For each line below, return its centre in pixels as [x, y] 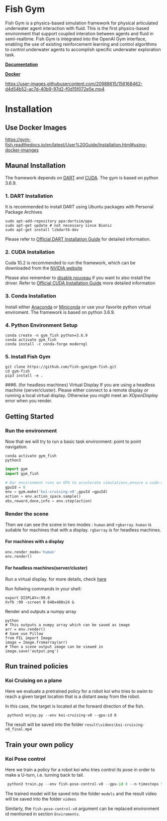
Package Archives [24, 212]
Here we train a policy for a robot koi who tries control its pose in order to [80, 769]
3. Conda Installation [31, 296]
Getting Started [30, 416]
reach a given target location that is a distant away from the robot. [73, 696]
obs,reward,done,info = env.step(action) [49, 501]
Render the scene [27, 514]
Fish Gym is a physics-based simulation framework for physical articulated [82, 23]
